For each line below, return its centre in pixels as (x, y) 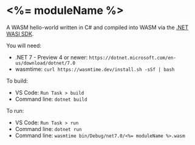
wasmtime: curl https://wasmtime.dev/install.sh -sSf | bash (95, 69)
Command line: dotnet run (48, 129)
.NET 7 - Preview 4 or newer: (51, 57)
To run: (15, 110)
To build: (17, 81)
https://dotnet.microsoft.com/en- (132, 58)
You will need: (24, 46)
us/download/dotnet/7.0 (45, 63)
